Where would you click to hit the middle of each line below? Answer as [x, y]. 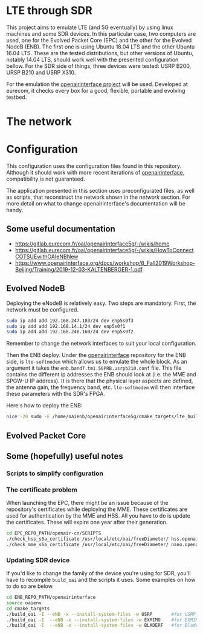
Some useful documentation [61, 229]
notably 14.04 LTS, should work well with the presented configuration [92, 59]
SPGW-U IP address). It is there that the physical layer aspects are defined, [100, 381]
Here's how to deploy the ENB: [44, 405]
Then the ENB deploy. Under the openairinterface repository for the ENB [96, 355]
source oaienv [24, 603]
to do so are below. [30, 586]
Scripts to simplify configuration [55, 473]
